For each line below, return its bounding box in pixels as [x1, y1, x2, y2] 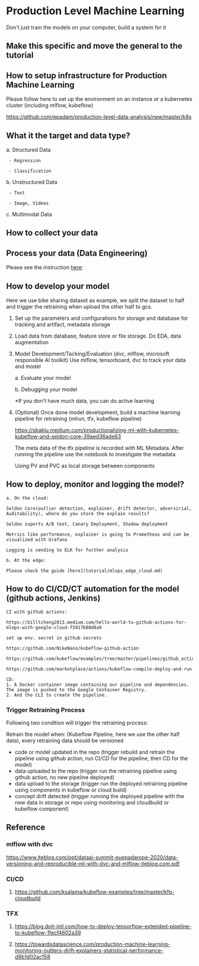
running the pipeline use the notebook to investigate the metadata [14, 450, 176, 457]
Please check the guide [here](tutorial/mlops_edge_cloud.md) [6, 568, 163, 574]
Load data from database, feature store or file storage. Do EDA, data [14, 332, 182, 339]
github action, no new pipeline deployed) [14, 773, 115, 781]
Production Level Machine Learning [6, 4, 185, 18]
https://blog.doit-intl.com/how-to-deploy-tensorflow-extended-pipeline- [14, 923, 192, 930]
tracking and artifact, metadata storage [14, 320, 111, 328]
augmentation [14, 338, 49, 345]
